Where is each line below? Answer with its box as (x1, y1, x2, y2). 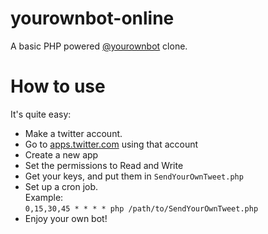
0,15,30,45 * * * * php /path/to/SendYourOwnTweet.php (24, 203, 259, 214)
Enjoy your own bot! (24, 212, 108, 224)
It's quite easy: (10, 108, 72, 120)
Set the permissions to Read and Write (24, 159, 184, 171)
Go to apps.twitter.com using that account (24, 138, 199, 150)
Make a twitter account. (24, 127, 123, 139)
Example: (24, 191, 64, 203)
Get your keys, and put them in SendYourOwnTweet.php (24, 170, 244, 182)
